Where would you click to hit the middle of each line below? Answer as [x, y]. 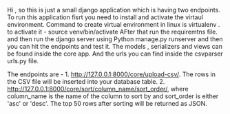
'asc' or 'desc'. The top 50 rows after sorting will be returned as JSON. [107, 103]
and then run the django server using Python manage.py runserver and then [115, 39]
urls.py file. [23, 61]
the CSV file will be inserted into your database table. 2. [86, 81]
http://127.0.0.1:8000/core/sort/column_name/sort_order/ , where [98, 89]
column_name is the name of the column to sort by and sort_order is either [113, 96]
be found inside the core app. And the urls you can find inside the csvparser [115, 54]
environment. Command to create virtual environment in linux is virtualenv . [114, 24]
